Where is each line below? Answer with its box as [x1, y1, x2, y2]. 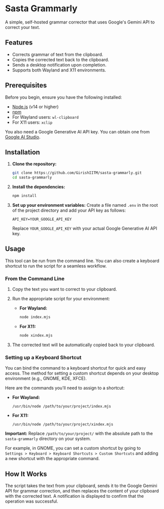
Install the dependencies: [12, 184, 65, 190]
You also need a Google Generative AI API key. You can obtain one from [5, 129, 150, 134]
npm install [12, 194, 37, 199]
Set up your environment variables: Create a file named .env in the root [12, 202, 158, 208]
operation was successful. [5, 498, 58, 504]
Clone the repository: [12, 161, 57, 167]
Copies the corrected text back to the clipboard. [12, 57, 109, 63]
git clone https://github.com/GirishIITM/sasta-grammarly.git [12, 171, 142, 176]
